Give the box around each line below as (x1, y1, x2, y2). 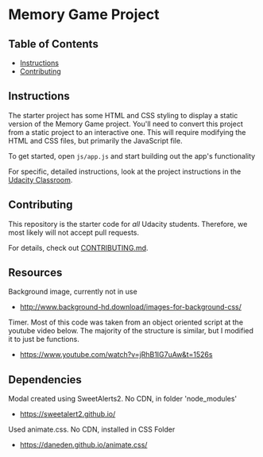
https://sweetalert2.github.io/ (19, 409, 116, 419)
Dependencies (8, 373, 82, 386)
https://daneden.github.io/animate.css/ (19, 440, 148, 450)
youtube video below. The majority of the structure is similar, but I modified (8, 326, 254, 336)
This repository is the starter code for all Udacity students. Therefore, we (8, 219, 248, 228)
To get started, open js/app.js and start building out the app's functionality (8, 151, 256, 160)
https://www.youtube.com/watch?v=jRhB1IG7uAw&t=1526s (19, 350, 213, 359)
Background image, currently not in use (8, 287, 137, 297)
